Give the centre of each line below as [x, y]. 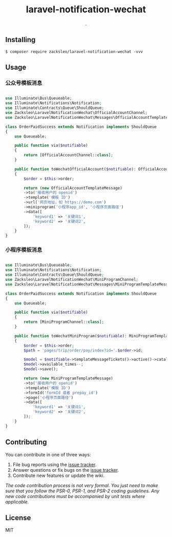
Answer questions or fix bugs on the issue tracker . [66, 470]
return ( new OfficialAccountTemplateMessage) [73, 188]
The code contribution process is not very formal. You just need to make [82, 485]
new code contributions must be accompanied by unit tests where [75, 496]
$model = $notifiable [47, 360]
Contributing [26, 442]
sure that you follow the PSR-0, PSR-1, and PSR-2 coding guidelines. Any [82, 491]
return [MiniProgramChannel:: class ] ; [64, 322]
